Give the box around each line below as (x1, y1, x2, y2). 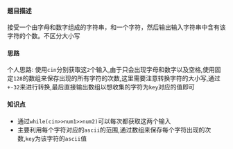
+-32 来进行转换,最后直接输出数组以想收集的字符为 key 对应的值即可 (7, 83, 196, 91)
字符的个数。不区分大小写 (7, 32, 80, 40)
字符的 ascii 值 (46, 134, 87, 142)
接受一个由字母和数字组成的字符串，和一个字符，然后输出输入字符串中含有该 (7, 23, 226, 31)
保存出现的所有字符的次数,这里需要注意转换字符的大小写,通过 (46, 74, 221, 82)
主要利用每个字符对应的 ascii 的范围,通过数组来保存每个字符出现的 (17, 125, 205, 134)
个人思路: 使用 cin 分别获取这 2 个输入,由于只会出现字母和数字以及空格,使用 (7, 66, 215, 74)
